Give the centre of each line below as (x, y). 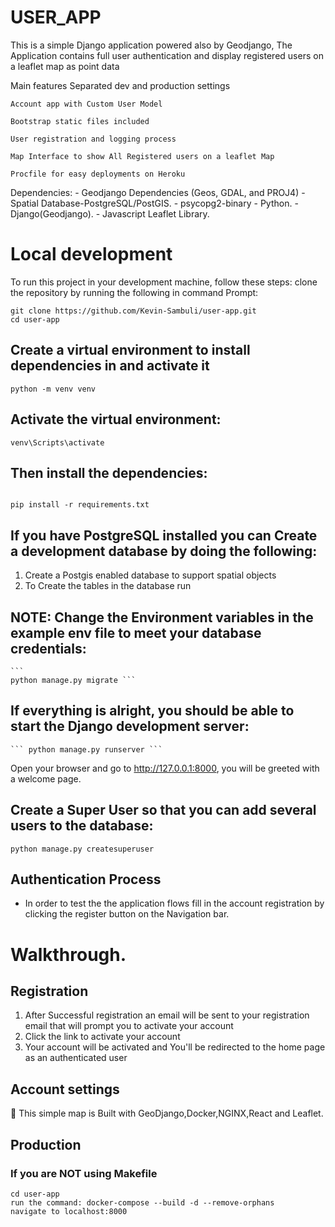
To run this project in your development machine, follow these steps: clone (164, 282)
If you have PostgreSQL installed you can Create (164, 535)
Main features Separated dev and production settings (120, 85)
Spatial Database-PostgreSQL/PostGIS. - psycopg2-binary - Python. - (154, 203)
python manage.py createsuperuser (82, 849)
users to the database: (82, 826)
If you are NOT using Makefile (84, 1173)
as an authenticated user (76, 1058)
